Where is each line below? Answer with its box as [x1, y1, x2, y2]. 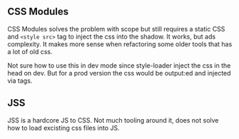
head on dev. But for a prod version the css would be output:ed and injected [7, 68, 231, 77]
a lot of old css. [7, 47, 53, 56]
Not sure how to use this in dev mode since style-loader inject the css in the [7, 61, 231, 70]
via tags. [7, 76, 33, 85]
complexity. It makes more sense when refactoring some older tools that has [7, 39, 233, 48]
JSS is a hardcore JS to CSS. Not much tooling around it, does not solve [7, 115, 219, 124]
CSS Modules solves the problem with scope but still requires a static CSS [7, 24, 225, 33]
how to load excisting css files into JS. [7, 123, 120, 132]
